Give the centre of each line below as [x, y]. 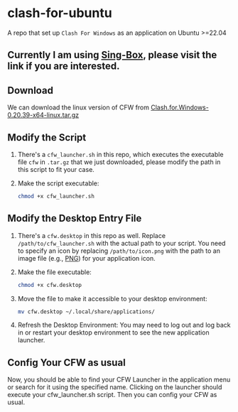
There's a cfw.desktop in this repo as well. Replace [91, 235]
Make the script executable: [58, 183]
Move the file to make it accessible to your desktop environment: [112, 298]
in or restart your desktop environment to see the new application [113, 332]
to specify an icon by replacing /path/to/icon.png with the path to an [119, 251]
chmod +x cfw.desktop [49, 285]
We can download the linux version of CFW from [79, 107]
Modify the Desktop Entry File [75, 218]
